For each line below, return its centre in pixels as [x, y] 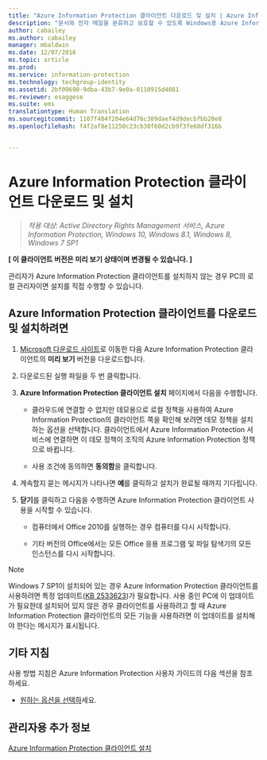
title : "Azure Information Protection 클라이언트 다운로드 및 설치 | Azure [126, 15]
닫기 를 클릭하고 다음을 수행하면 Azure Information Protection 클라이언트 [133, 500]
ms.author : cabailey [43, 38]
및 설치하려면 [39, 328]
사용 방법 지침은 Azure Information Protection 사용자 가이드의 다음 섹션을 [123, 673]
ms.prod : [23, 68]
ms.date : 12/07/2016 [43, 52]
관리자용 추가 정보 [49, 727]
